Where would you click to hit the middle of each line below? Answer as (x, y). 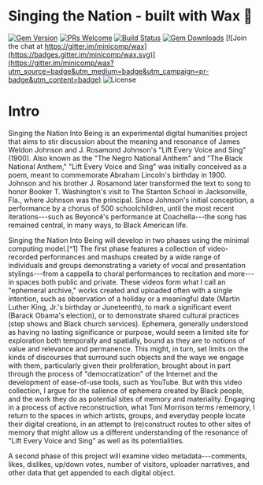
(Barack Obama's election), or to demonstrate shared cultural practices (124, 315)
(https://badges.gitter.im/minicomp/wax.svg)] (82, 54)
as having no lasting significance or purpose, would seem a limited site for (129, 332)
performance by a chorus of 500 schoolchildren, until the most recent (121, 208)
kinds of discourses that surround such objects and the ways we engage (126, 357)
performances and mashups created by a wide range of (130, 257)
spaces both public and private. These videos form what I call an (120, 281)
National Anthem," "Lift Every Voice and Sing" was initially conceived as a (128, 166)
